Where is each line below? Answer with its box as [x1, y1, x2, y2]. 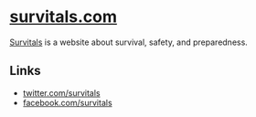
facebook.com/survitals [22, 97, 112, 108]
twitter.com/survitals [22, 87, 101, 98]
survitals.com [9, 6, 117, 27]
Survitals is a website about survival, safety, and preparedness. [9, 37, 249, 48]
